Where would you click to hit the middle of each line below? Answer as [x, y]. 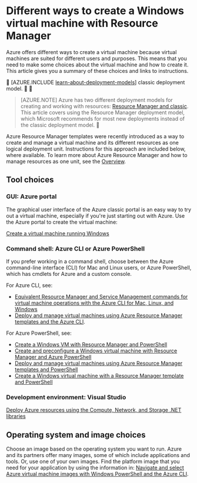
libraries [16, 417]
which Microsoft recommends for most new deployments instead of [103, 118]
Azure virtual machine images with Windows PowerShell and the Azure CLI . [98, 474]
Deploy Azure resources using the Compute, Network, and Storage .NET [94, 410]
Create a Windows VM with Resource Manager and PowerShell [91, 344]
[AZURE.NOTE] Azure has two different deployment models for [97, 100]
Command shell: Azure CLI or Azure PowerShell [76, 248]
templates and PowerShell [46, 369]
